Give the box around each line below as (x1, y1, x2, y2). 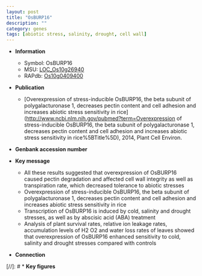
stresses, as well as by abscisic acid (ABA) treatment (24, 214, 156, 221)
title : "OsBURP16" (6, 14, 52, 20)
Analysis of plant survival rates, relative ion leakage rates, (24, 221, 168, 228)
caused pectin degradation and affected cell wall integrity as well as (24, 175, 194, 183)
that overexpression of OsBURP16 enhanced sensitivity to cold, (24, 233, 181, 240)
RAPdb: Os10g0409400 (24, 72, 83, 80)
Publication (14, 84, 45, 91)
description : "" (6, 20, 47, 26)
